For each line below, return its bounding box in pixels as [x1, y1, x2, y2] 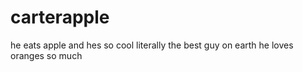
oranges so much [10, 49, 83, 61]
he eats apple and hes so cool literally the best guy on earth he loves [10, 39, 294, 51]
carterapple [10, 6, 110, 29]
